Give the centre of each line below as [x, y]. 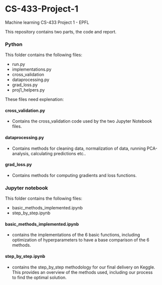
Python [14, 44]
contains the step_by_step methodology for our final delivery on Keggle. [84, 267]
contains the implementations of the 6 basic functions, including [76, 235]
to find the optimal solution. [39, 277]
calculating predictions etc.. [58, 153]
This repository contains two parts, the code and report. [61, 32]
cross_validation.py [25, 111]
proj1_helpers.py [28, 90]
